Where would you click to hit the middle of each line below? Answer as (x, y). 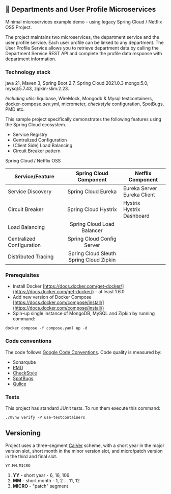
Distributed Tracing (31, 257)
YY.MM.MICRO (18, 465)
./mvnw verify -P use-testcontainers (45, 417)
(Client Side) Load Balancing (42, 146)
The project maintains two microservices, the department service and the (82, 37)
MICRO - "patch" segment (40, 486)
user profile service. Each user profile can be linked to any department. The (84, 42)
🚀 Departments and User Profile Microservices (81, 9)
